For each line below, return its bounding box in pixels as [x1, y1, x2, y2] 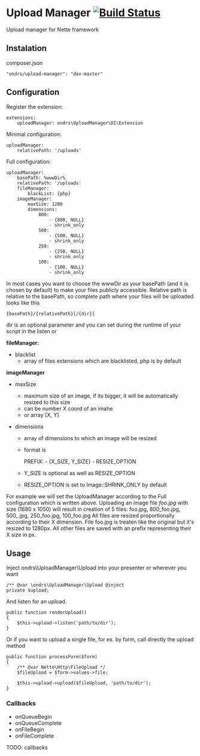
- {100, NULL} [49, 264, 84, 270]
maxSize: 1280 [28, 201, 63, 207]
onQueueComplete [14, 719, 62, 727]
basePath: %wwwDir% [17, 175, 66, 181]
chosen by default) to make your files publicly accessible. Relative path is [6, 286, 187, 294]
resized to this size [23, 398, 71, 405]
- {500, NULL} [49, 232, 84, 238]
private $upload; [6, 587, 50, 594]
